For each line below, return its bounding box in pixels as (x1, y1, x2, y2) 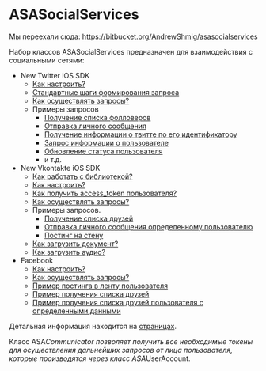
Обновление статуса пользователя (44, 146, 163, 156)
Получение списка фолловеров (44, 112, 151, 122)
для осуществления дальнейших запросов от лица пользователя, (9, 345, 233, 354)
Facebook (20, 256, 54, 265)
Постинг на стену (44, 230, 104, 240)
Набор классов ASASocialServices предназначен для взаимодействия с (9, 47, 253, 56)
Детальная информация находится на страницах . (9, 321, 177, 331)
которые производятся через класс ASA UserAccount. (9, 354, 191, 363)
